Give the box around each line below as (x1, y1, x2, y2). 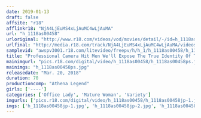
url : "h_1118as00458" (6, 31, 60, 37)
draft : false (6, 14, 39, 20)
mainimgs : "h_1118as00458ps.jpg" (6, 64, 90, 70)
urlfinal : (6, 42, 31, 48)
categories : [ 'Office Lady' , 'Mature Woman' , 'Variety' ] (6, 92, 151, 98)
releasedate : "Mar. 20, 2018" (6, 70, 82, 76)
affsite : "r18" (6, 20, 44, 26)
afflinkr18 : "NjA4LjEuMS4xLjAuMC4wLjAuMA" (6, 25, 114, 32)
